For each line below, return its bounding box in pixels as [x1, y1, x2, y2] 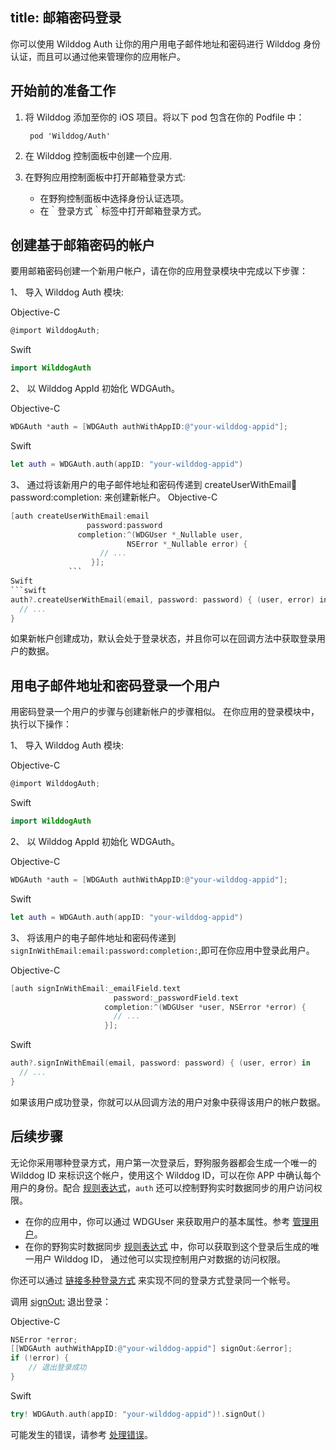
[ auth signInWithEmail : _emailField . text [10, 983, 182, 993]
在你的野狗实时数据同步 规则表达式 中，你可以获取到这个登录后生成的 [24, 1240, 311, 1252]
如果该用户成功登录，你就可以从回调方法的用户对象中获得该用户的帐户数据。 [10, 1096, 326, 1108]
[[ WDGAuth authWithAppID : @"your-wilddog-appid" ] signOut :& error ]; [10, 1344, 293, 1354]
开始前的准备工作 [10, 83, 116, 100]
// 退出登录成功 [28, 1363, 87, 1373]
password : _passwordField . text [113, 993, 240, 1003]
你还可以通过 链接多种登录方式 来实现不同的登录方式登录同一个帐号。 [10, 1274, 296, 1286]
